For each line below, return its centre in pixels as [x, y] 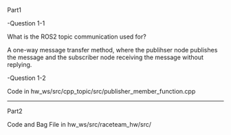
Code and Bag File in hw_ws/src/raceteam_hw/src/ [79, 124]
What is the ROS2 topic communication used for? [77, 37]
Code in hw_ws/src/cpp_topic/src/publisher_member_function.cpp [101, 91]
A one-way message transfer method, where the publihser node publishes [112, 50]
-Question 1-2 [26, 78]
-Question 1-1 [26, 23]
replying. [20, 64]
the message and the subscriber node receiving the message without [106, 57]
